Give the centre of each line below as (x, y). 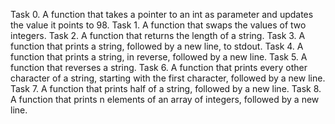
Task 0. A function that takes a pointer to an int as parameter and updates (162, 14)
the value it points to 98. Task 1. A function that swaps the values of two (158, 25)
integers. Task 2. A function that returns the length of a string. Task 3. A (158, 35)
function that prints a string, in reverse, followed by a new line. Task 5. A (159, 57)
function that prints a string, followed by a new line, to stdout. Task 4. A (157, 46)
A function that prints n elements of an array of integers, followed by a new (165, 99)
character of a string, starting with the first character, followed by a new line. (168, 78)
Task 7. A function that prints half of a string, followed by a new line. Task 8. (166, 88)
